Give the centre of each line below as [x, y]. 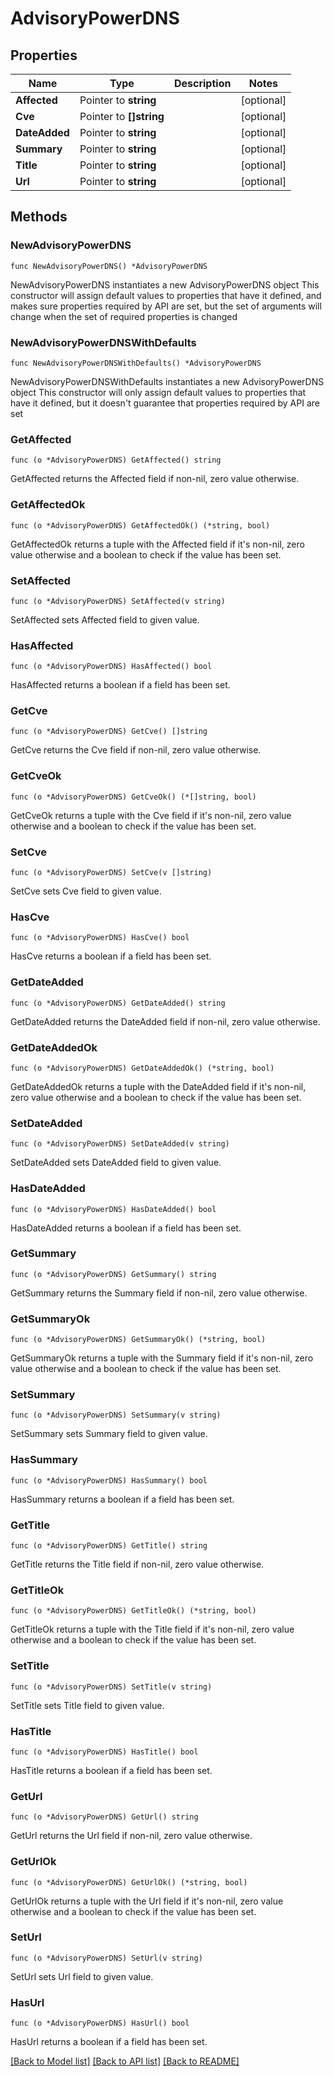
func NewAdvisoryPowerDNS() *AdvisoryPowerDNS [109, 266]
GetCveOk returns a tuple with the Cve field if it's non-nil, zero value [151, 815]
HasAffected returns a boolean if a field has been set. [120, 685]
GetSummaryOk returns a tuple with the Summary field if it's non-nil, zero [162, 1358]
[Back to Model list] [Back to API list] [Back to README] [125, 2061]
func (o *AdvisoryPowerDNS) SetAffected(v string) [118, 601]
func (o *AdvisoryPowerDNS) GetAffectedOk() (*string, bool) [140, 525]
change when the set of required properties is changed [124, 316]
